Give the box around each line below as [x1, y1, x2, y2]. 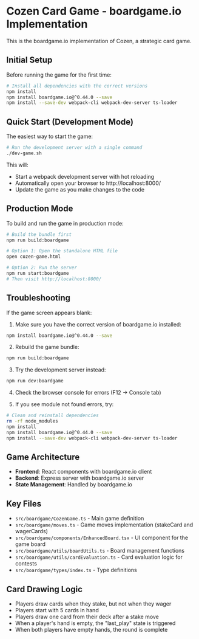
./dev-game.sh [6, 150, 42, 156]
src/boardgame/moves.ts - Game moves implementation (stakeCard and [15, 521, 194, 528]
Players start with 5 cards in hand [15, 607, 99, 613]
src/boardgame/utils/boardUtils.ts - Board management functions [15, 547, 185, 554]
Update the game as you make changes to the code [15, 185, 144, 193]
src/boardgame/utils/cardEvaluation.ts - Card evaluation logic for [15, 553, 183, 561]
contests [15, 560, 38, 567]
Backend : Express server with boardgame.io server [15, 474, 144, 482]
